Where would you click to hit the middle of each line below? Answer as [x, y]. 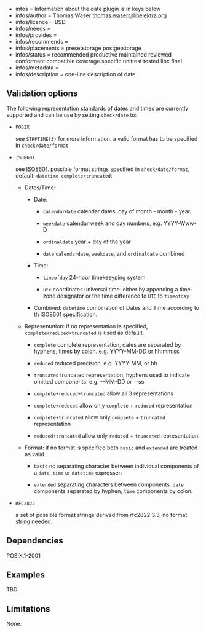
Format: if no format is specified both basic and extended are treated [111, 448]
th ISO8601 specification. [65, 314]
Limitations [28, 609]
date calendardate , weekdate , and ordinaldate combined [114, 253]
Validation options [42, 94]
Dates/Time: [40, 188]
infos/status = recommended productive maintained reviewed [93, 54]
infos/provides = [36, 35]
